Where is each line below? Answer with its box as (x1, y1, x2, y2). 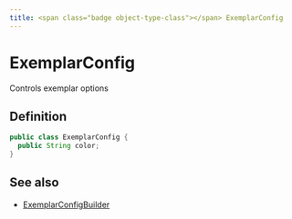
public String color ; (17, 142, 100, 151)
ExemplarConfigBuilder (22, 199, 110, 210)
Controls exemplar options (9, 83, 109, 94)
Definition (9, 108, 67, 124)
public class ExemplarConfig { (9, 133, 129, 142)
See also (9, 174, 59, 191)
